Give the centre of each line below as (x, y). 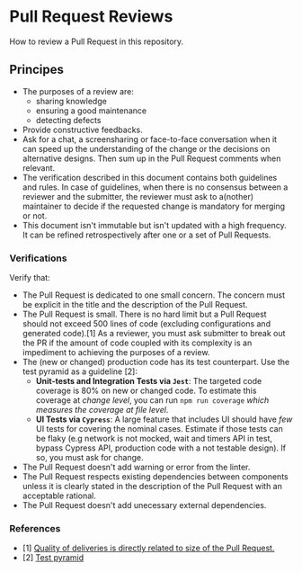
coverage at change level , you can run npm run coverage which (152, 400)
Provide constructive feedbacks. (83, 130)
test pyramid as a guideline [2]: (80, 371)
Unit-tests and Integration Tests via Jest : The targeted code (149, 381)
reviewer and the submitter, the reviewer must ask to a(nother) (138, 196)
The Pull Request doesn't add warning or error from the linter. (136, 467)
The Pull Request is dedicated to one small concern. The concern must (154, 295)
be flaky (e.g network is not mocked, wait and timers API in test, (154, 439)
